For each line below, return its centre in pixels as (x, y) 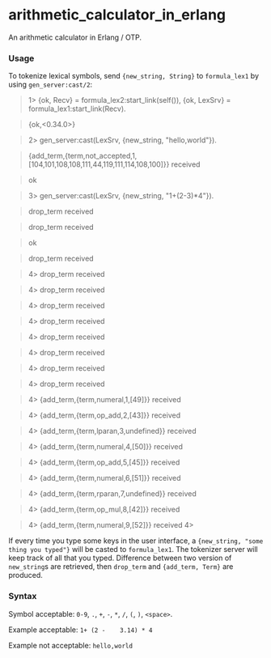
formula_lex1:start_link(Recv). (77, 109)
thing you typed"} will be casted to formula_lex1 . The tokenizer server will (133, 550)
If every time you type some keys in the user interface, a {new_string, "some (136, 541)
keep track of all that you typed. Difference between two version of (120, 558)
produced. (25, 575)
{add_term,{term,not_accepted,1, (83, 156)
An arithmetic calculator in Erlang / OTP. (75, 37)
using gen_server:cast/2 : (51, 85)
